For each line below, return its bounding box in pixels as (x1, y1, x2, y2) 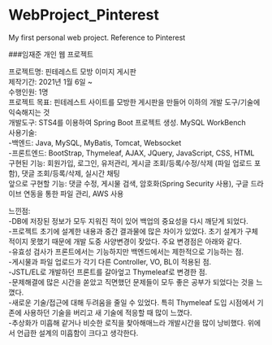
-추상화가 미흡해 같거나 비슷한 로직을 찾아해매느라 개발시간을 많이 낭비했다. (8, 317, 246, 327)
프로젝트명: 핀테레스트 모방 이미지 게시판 (8, 67, 136, 76)
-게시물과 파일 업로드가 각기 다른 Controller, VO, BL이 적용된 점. (8, 256, 212, 266)
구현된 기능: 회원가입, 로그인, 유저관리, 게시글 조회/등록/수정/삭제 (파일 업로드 (8, 158, 253, 168)
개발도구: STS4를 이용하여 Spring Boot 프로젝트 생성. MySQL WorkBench (8, 117, 246, 127)
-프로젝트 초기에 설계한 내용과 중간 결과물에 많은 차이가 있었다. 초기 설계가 (8, 226, 244, 236)
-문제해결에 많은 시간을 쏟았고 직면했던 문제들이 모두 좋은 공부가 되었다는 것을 (8, 277, 254, 286)
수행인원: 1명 (8, 87, 49, 97)
